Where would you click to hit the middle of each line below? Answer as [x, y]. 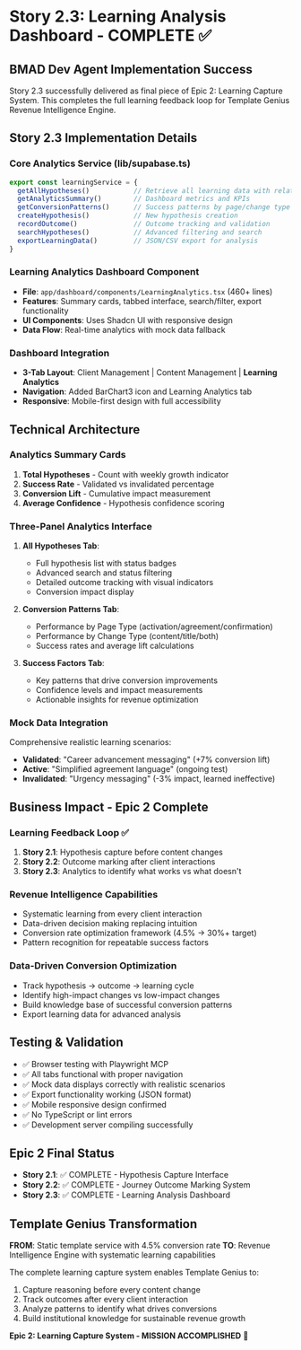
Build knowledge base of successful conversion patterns [127, 1004]
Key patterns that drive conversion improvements [126, 680]
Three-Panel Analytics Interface [81, 526]
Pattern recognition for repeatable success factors [115, 942]
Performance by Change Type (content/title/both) [127, 636]
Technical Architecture [75, 430]
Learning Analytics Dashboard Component [104, 272]
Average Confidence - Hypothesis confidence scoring [124, 503]
